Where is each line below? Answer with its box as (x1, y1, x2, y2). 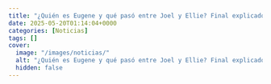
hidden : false (15, 64, 63, 72)
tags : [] (8, 34, 38, 42)
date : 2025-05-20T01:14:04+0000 (8, 19, 117, 27)
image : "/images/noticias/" (15, 49, 110, 57)
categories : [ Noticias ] (8, 26, 89, 34)
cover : (8, 42, 31, 50)
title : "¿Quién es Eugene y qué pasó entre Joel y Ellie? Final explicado (8, 11, 265, 20)
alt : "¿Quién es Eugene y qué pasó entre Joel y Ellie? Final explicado (15, 57, 265, 65)
